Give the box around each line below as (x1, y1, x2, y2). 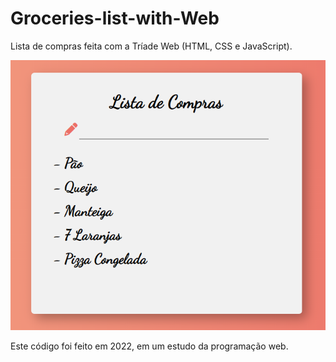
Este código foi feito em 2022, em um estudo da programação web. (10, 340, 289, 352)
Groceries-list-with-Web (10, 7, 220, 30)
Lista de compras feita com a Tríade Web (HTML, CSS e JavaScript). (10, 40, 293, 52)
